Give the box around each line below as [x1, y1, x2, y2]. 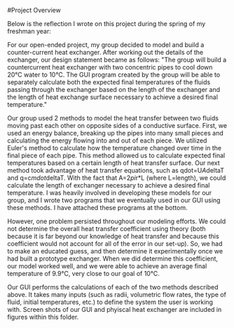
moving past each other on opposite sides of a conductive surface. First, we [7, 122, 228, 129]
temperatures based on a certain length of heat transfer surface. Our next [7, 159, 221, 167]
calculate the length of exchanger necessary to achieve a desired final [7, 181, 210, 189]
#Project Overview [7, 6, 61, 14]
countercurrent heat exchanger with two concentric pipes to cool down [7, 63, 213, 71]
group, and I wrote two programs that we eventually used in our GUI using [7, 196, 221, 204]
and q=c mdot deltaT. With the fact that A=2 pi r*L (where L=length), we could [7, 173, 226, 182]
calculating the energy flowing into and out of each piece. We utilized [7, 136, 207, 145]
